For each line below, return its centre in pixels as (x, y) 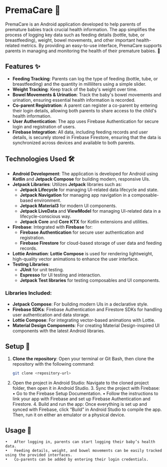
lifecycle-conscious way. (45, 216)
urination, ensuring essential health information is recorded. (74, 100)
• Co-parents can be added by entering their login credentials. (77, 459)
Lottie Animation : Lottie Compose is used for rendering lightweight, (83, 253)
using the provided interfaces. (39, 455)
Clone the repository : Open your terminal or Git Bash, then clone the (83, 359)
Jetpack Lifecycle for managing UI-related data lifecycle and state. (89, 190)
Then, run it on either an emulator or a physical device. (69, 415)
